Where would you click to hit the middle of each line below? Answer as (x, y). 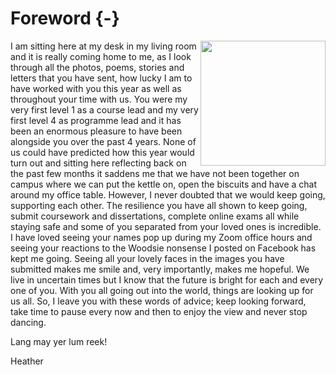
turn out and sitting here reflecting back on (98, 163)
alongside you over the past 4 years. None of (103, 141)
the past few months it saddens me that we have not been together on (155, 173)
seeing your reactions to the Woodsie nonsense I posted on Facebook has (163, 248)
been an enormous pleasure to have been (96, 131)
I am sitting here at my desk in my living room (103, 46)
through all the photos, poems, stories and (97, 67)
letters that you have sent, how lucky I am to (101, 78)
